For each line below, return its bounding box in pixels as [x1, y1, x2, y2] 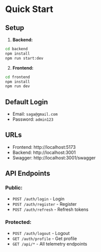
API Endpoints [5, 169, 50, 178]
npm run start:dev [5, 56, 43, 61]
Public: [5, 184, 23, 191]
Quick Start [5, 4, 53, 15]
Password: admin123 [12, 116, 53, 122]
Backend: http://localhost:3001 [12, 149, 76, 155]
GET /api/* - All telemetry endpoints [12, 240, 87, 246]
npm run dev [5, 84, 30, 89]
